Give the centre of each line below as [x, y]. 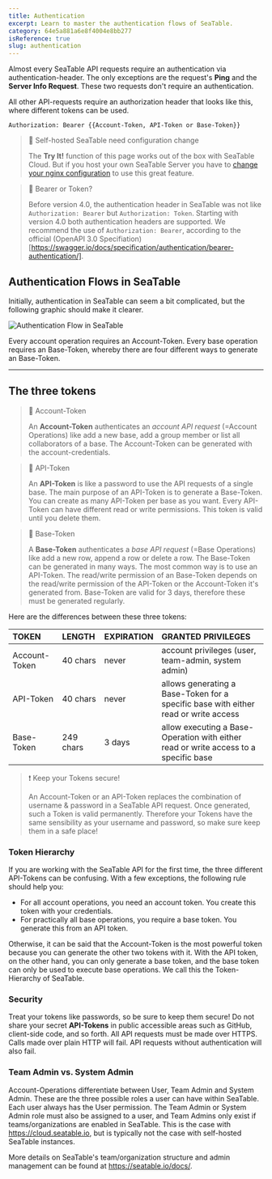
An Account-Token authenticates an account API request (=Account [142, 426]
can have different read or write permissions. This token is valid [157, 509]
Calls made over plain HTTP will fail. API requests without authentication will [135, 1043]
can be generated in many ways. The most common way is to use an [142, 566]
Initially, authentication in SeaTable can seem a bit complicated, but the [127, 301]
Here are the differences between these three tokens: [98, 617]
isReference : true [39, 38]
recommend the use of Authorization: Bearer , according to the [134, 231]
